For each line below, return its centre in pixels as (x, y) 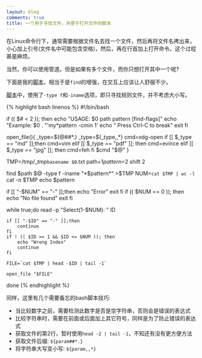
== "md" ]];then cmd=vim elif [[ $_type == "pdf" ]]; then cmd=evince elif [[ (100, 144)
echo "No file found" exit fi (39, 198)
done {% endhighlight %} (38, 285)
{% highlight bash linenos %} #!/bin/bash (58, 107)
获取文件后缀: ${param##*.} (49, 341)
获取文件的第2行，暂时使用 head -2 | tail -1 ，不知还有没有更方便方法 (104, 334)
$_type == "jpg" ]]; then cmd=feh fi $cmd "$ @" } (68, 150)
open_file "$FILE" (29, 274)
